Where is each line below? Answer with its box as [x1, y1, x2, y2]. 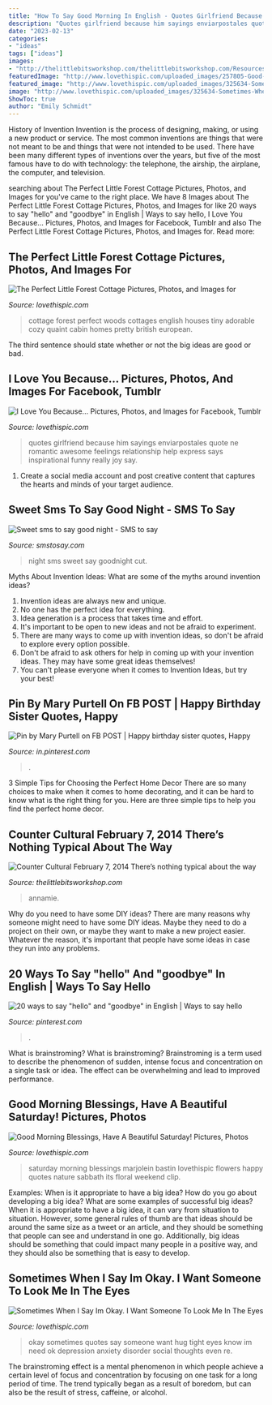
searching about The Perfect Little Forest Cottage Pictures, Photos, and [8, 183, 247, 193]
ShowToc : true [8, 95, 57, 103]
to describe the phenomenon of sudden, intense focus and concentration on [8, 1057, 263, 1067]
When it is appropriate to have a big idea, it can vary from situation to [8, 1205, 239, 1214]
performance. [8, 1074, 54, 1084]
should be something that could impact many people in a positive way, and [8, 1239, 257, 1249]
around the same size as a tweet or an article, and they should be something [8, 1222, 264, 1231]
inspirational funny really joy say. [28, 455, 138, 465]
